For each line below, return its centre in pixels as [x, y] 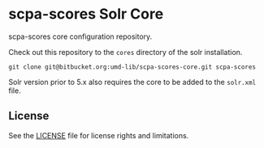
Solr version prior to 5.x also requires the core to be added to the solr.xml [132, 82]
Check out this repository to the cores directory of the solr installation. [126, 52]
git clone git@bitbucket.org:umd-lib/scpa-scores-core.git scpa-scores [132, 67]
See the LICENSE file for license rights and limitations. [99, 135]
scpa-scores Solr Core [86, 14]
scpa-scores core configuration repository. [80, 36]
